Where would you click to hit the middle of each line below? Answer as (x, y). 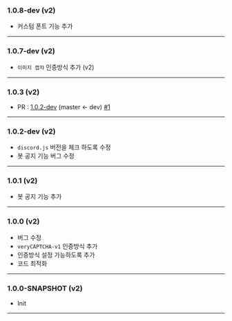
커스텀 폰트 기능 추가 (45, 26)
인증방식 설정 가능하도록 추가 (56, 255)
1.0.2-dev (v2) (31, 131)
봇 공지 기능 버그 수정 (46, 156)
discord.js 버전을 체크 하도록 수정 (64, 147)
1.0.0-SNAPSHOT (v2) (45, 288)
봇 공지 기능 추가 (39, 196)
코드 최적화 (32, 263)
